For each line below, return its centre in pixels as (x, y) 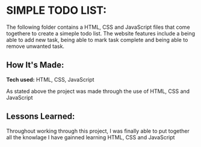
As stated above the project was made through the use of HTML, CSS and (98, 91)
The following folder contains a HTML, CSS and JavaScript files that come (98, 27)
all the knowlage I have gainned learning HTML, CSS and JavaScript (91, 137)
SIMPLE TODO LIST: (57, 10)
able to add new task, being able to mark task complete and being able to (97, 40)
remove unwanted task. (36, 46)
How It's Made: (35, 65)
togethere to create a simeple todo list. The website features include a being (101, 33)
